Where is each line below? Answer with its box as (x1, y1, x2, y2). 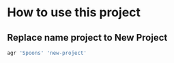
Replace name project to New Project (7, 32, 168, 43)
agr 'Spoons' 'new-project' (7, 49, 87, 56)
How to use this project (7, 5, 141, 20)
